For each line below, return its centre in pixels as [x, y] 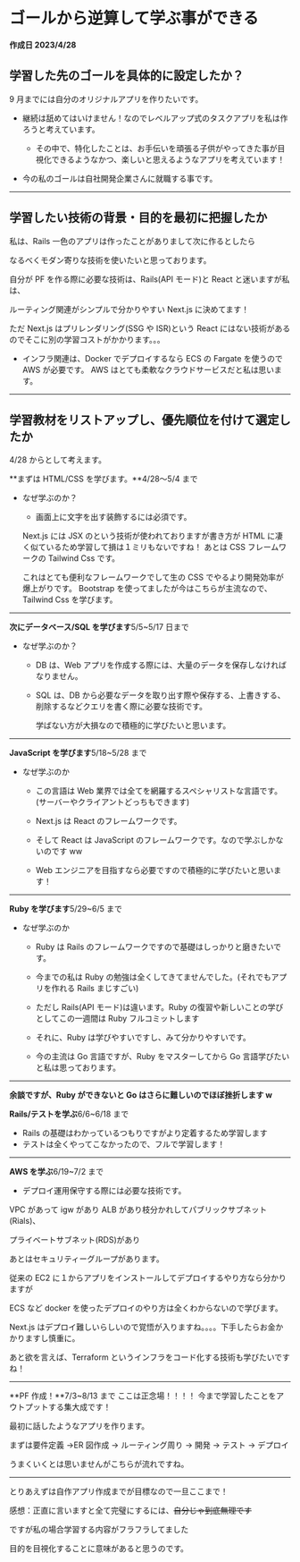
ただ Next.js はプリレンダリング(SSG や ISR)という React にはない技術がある [150, 328]
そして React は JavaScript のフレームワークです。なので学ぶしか [155, 840]
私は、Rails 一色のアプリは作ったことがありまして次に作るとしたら [133, 241]
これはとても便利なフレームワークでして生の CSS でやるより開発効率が [153, 577]
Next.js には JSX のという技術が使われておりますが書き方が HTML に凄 [153, 536]
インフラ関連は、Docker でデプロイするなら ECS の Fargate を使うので [152, 358]
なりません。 [59, 676]
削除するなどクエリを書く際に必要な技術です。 [121, 707]
